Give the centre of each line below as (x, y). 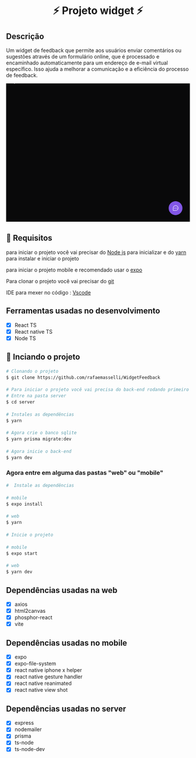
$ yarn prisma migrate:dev (39, 439)
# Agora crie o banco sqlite (41, 433)
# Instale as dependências (40, 486)
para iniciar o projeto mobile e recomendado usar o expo (74, 270)
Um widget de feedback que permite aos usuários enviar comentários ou (94, 50)
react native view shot (41, 690)
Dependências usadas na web (62, 590)
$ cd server (20, 402)
